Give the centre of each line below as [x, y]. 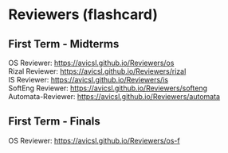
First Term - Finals [55, 122]
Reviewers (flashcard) [83, 15]
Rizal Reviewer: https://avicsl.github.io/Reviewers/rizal [97, 71]
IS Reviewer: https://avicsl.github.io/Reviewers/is [88, 80]
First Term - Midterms [64, 44]
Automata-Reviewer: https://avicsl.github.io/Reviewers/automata [114, 96]
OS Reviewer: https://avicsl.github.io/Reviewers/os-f [94, 140]
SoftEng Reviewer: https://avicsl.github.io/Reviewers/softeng [108, 88]
